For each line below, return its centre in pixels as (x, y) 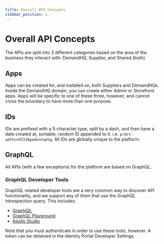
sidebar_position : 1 (27, 14)
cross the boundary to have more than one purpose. (59, 101)
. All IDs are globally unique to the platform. (96, 139)
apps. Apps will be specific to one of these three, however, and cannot (78, 96)
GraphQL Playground (34, 216)
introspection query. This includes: (41, 201)
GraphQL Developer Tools (37, 180)
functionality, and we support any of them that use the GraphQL (70, 196)
